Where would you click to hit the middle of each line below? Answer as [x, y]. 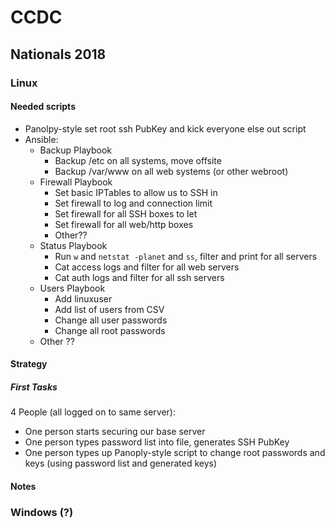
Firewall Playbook [76, 182]
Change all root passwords [110, 330]
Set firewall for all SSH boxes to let [126, 213]
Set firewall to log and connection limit [133, 203]
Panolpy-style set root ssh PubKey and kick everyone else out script [165, 128]
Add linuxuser [83, 298]
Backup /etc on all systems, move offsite [138, 160]
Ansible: [41, 139]
